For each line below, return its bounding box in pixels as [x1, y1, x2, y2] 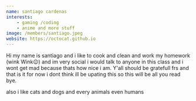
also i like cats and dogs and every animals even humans [6, 89, 144, 95]
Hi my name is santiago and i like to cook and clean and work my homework [6, 52, 190, 59]
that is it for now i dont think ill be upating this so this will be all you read [6, 71, 181, 78]
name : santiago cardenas [6, 8, 67, 15]
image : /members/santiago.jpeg [6, 31, 83, 36]
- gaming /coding [16, 19, 59, 25]
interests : [6, 14, 33, 20]
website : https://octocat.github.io [6, 36, 96, 42]
